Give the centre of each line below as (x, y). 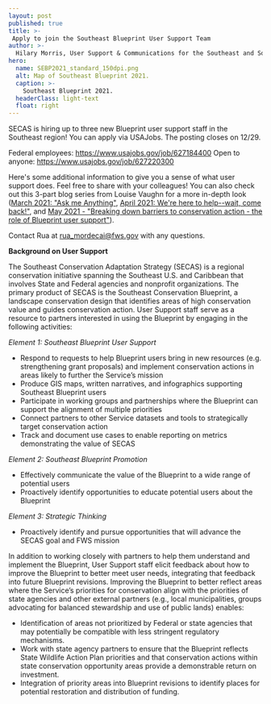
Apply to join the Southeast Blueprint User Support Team (111, 38)
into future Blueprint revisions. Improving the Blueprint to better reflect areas (135, 582)
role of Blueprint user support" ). (61, 220)
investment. (40, 675)
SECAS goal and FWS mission (70, 540)
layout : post (30, 16)
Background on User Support (58, 252)
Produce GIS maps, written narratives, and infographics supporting (131, 384)
